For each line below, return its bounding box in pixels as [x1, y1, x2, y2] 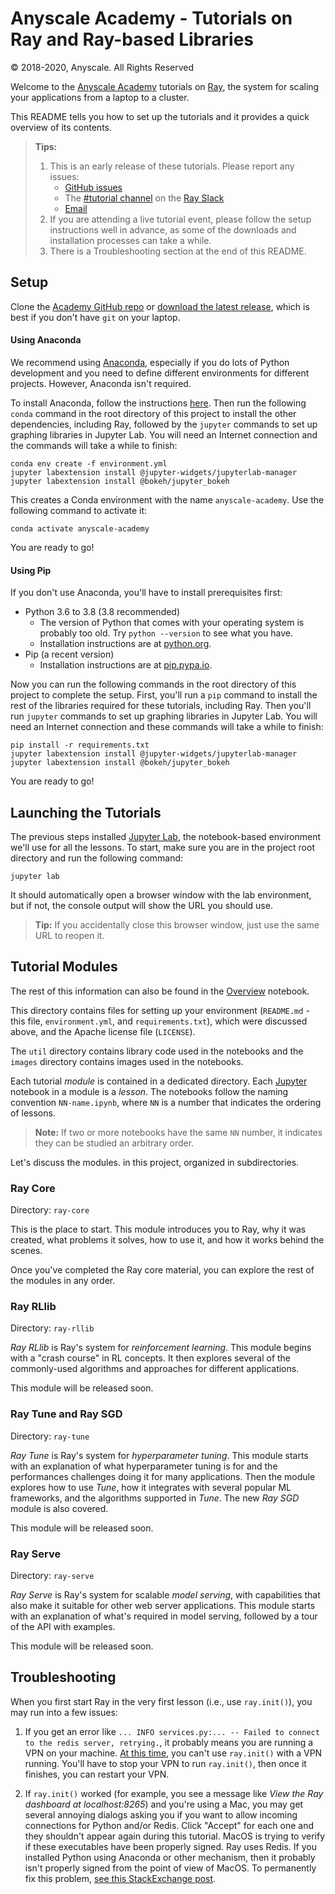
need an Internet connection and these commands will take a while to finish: [10, 721, 324, 733]
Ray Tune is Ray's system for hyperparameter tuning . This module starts [10, 1449, 309, 1461]
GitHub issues [64, 181, 123, 193]
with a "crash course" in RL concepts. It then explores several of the [10, 1352, 292, 1364]
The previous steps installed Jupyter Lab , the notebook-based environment [10, 830, 322, 842]
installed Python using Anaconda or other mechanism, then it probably [24, 1851, 316, 1863]
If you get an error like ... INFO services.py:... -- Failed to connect [24, 1725, 320, 1737]
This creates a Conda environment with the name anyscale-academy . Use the [10, 493, 325, 506]
